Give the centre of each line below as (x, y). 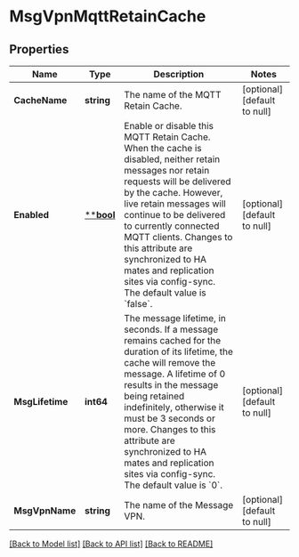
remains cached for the (173, 340)
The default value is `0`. (174, 485)
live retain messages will (175, 204)
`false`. (138, 304)
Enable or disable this (169, 126)
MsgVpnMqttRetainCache (108, 16)
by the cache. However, (174, 193)
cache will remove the (170, 363)
